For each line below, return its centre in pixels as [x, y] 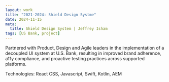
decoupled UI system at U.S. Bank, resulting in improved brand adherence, [83, 53]
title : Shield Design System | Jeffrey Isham [59, 29]
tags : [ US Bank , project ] [32, 33]
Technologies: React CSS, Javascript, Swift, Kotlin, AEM [64, 74]
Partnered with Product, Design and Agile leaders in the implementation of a [85, 48]
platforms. [16, 64]
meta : [11, 24]
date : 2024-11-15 [24, 19]
